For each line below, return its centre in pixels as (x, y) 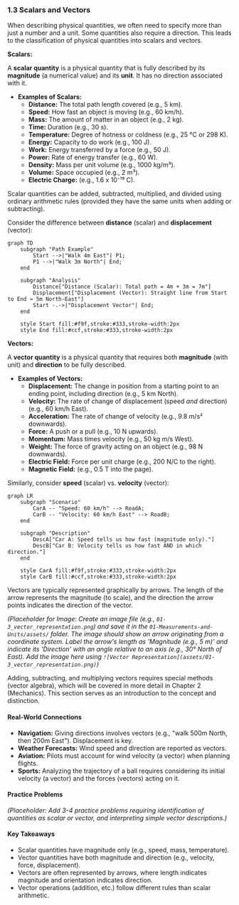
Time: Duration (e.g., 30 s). (68, 127)
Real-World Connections (44, 717)
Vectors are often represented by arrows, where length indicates (112, 872)
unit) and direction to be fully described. (67, 365)
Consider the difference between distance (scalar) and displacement (110, 223)
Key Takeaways (31, 834)
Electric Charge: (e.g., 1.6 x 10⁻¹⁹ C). (81, 180)
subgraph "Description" (55, 534)
